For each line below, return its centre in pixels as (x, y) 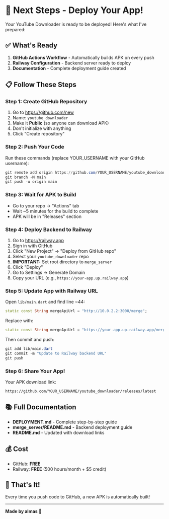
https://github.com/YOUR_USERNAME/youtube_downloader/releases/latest (81, 391)
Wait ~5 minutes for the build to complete (55, 211)
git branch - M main (26, 177)
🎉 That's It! (23, 485)
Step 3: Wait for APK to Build (41, 195)
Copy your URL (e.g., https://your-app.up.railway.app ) (71, 278)
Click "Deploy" (28, 267)
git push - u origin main (31, 182)
